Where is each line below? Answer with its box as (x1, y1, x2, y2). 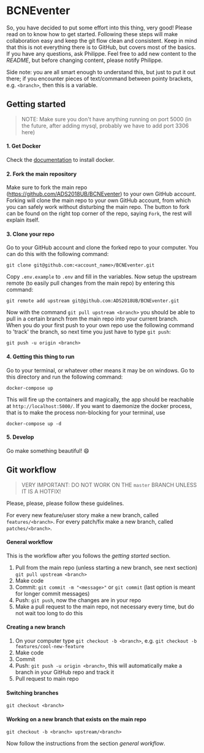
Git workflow (6, 465, 57, 475)
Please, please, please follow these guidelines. (6, 499, 124, 507)
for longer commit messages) (15, 589, 90, 597)
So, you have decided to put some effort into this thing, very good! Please (6, 24, 192, 31)
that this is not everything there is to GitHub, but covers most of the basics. (6, 44, 196, 51)
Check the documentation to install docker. (6, 156, 115, 163)
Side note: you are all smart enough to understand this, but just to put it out (6, 68, 196, 75)
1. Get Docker (6, 142, 41, 150)
